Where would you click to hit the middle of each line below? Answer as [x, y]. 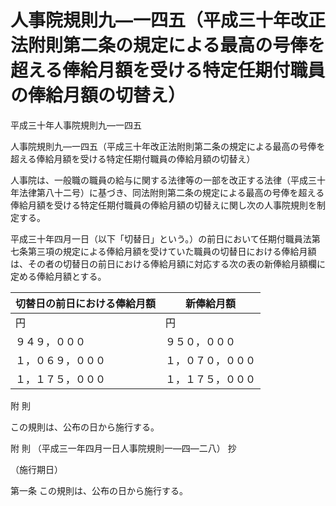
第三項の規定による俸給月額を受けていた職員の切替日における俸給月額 [172, 251]
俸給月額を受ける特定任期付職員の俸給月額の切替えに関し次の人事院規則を [163, 205]
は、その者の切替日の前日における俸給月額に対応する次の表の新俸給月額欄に [168, 263]
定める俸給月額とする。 [58, 276]
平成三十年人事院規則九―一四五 [76, 125]
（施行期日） [36, 469]
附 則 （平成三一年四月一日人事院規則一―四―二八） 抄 [123, 448]
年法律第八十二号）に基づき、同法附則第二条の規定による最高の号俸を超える [167, 192]
